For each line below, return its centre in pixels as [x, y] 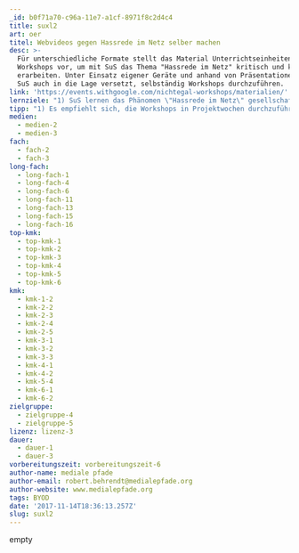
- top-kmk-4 [40, 266]
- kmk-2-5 [35, 332]
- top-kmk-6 [40, 282]
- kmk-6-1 [35, 390]
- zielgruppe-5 [45, 423]
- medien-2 [37, 126]
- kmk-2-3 [35, 316]
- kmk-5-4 [35, 382]
